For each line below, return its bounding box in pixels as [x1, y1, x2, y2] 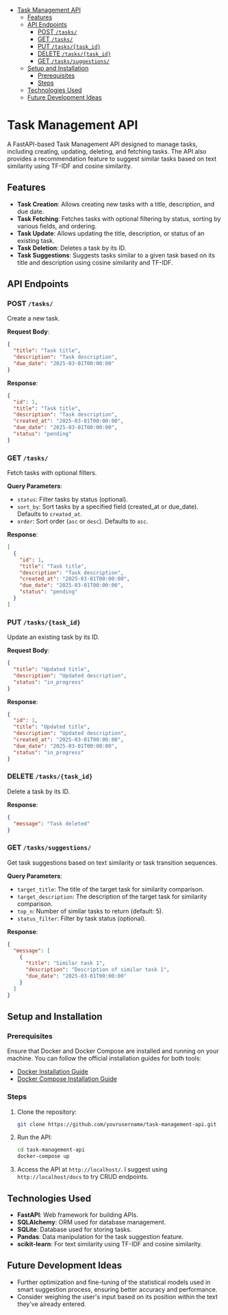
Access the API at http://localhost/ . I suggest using [16, 1165, 168, 1174]
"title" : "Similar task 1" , [25, 960, 106, 967]
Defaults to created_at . [16, 510, 82, 518]
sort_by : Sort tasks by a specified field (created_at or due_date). [16, 502, 199, 511]
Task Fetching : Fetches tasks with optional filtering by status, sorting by [16, 214, 221, 222]
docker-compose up [16, 1153, 70, 1160]
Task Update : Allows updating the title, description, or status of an [16, 229, 205, 237]
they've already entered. [16, 1300, 87, 1308]
